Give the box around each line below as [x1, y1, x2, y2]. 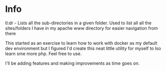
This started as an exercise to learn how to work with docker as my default [5, 40, 158, 46]
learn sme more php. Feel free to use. [5, 51, 82, 57]
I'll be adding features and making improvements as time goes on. [5, 60, 140, 66]
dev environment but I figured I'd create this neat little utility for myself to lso [5, 45, 161, 51]
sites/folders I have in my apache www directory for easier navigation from [5, 25, 158, 31]
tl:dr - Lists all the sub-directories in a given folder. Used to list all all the [5, 20, 152, 26]
